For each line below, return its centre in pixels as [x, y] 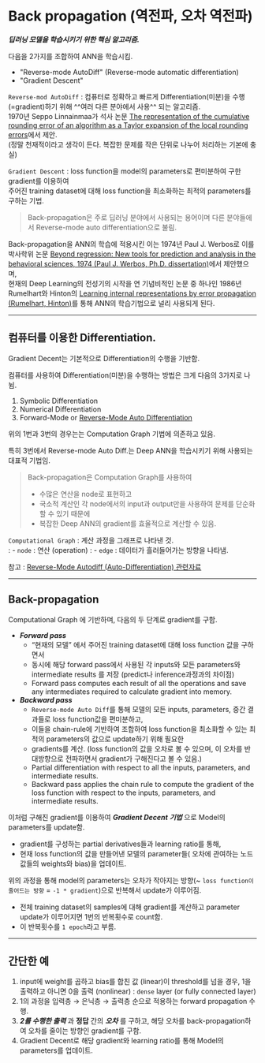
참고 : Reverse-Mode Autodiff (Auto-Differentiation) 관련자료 [105, 567]
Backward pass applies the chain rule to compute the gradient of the [143, 784]
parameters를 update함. [47, 827]
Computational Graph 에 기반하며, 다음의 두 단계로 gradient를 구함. [113, 619]
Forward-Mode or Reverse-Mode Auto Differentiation [106, 417]
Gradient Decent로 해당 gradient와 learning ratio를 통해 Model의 [122, 1041]
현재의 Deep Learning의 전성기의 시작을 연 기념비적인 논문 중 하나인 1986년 [125, 283]
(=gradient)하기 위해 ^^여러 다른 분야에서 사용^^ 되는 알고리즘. [105, 106]
